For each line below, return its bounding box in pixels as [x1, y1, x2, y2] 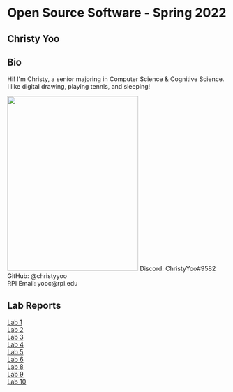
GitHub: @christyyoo [7, 272, 68, 280]
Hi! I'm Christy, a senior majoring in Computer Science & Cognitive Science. [7, 75, 225, 83]
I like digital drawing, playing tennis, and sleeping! [7, 82, 151, 91]
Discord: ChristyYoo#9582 [139, 264, 216, 273]
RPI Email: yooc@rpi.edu [7, 280, 78, 288]
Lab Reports [7, 299, 61, 312]
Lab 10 [7, 377, 27, 386]
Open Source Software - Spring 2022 [7, 5, 227, 21]
